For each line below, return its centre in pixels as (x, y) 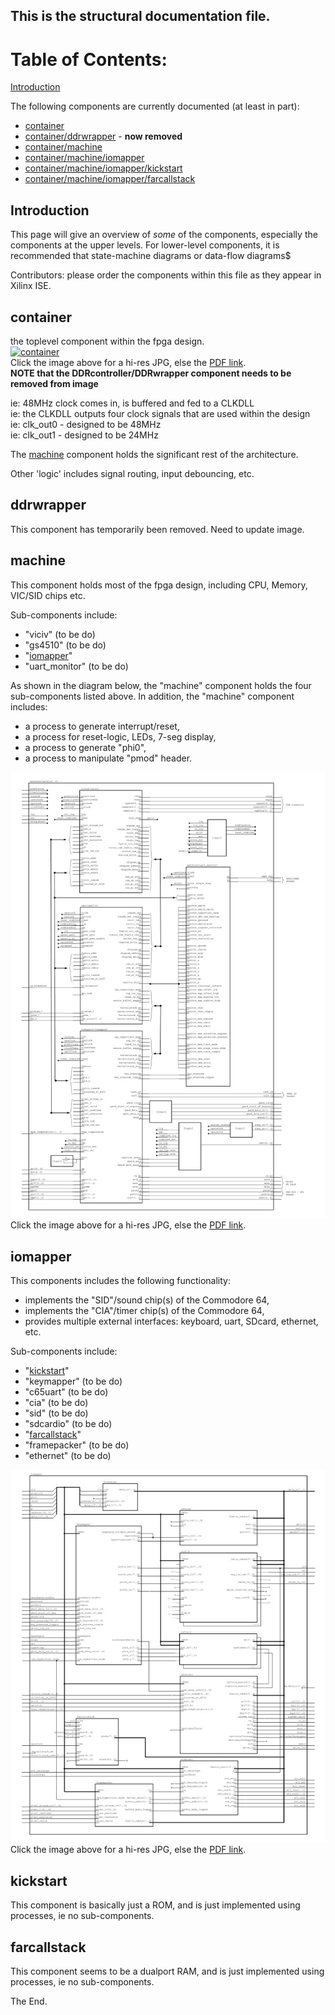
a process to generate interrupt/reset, (102, 726)
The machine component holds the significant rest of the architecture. (154, 454)
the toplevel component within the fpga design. (107, 341)
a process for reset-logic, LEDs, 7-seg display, (120, 736)
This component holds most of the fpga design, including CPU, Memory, (159, 585)
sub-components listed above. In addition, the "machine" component (152, 696)
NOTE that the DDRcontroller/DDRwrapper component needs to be (151, 373)
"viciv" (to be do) (60, 634)
